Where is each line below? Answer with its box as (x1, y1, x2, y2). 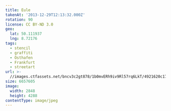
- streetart (10, 64, 36, 70)
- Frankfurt (10, 60, 36, 65)
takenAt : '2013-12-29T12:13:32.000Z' (5, 12, 85, 17)
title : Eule (5, 7, 31, 13)
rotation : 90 (5, 17, 33, 22)
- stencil (10, 46, 31, 51)
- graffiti (10, 50, 33, 55)
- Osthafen (10, 55, 33, 60)
